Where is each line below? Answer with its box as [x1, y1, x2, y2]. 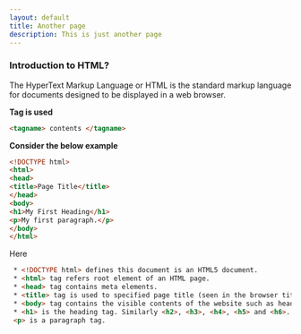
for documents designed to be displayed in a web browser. [9, 89, 227, 99]
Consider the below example [9, 140, 118, 150]
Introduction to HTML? [9, 59, 110, 72]
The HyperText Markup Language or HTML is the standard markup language [9, 80, 292, 90]
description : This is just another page [9, 30, 163, 39]
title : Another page [9, 21, 87, 30]
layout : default [9, 13, 70, 22]
